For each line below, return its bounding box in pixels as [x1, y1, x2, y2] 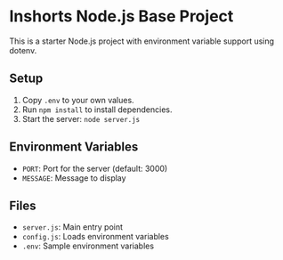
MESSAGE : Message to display [21, 172, 126, 183]
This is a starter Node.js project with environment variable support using [9, 36, 274, 46]
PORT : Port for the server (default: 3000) [21, 163, 168, 174]
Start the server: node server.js [21, 113, 141, 124]
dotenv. [9, 45, 37, 55]
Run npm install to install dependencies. [21, 104, 173, 115]
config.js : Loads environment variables [21, 232, 169, 242]
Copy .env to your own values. [21, 94, 135, 105]
